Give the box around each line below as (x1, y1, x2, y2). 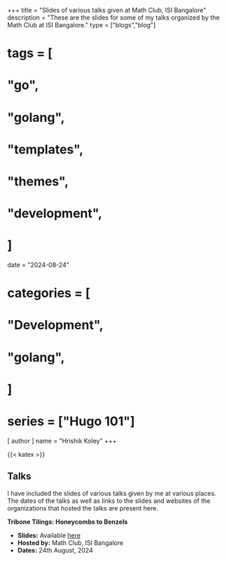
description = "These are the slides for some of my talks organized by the (7, 13, 220, 22)
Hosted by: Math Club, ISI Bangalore (17, 539, 124, 547)
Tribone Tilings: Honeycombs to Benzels (7, 518, 128, 526)
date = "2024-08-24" (7, 261, 70, 269)
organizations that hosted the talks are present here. (7, 504, 159, 512)
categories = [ (7, 285, 90, 301)
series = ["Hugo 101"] (7, 413, 135, 429)
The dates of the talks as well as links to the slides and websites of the (7, 497, 211, 505)
